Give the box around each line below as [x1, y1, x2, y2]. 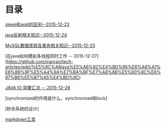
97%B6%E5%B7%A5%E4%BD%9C [5, 74, 80, 80]
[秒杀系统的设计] [5, 106, 39, 112]
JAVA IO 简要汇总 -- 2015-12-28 [5, 84, 71, 90]
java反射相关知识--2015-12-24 [5, 32, 67, 38]
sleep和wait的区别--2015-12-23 [5, 21, 70, 27]
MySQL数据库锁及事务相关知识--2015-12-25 [5, 42, 95, 48]
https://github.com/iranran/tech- [6, 59, 74, 64]
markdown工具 [5, 116, 36, 122]
